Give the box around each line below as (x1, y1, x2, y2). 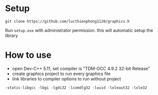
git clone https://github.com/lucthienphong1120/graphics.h (5, 19, 130, 24)
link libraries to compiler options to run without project (12, 76, 121, 81)
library (5, 32, 18, 38)
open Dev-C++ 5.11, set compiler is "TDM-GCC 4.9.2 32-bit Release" (12, 65, 150, 71)
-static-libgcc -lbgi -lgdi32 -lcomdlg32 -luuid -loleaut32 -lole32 (5, 85, 147, 90)
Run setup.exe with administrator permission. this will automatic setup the (5, 27, 154, 33)
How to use (5, 49, 52, 61)
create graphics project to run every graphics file (12, 71, 111, 77)
